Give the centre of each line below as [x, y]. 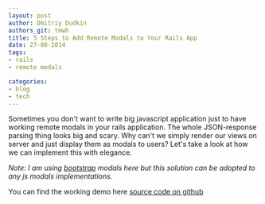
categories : [28, 81]
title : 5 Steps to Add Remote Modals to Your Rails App [103, 38]
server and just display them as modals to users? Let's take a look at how [128, 144]
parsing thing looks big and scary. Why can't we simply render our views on [132, 136]
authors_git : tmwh [39, 30]
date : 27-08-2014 [37, 45]
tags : [17, 52]
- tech [19, 96]
